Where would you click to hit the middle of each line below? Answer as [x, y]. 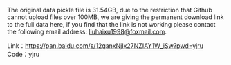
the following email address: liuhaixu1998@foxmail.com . [87, 31]
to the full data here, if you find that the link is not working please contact [111, 24]
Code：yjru [24, 54]
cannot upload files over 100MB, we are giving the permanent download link [115, 17]
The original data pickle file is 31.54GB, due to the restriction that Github [110, 10]
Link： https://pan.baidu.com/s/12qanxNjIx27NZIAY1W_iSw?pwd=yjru [105, 46]
